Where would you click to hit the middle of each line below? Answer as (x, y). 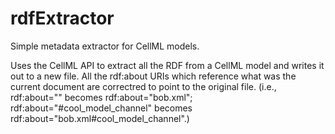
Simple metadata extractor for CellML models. (105, 46)
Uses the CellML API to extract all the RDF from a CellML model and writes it (167, 65)
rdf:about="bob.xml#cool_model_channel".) (100, 118)
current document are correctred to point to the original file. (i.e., (143, 86)
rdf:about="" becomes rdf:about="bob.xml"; (101, 97)
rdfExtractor (62, 18)
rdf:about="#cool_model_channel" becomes (101, 108)
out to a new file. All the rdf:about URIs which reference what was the (153, 76)
